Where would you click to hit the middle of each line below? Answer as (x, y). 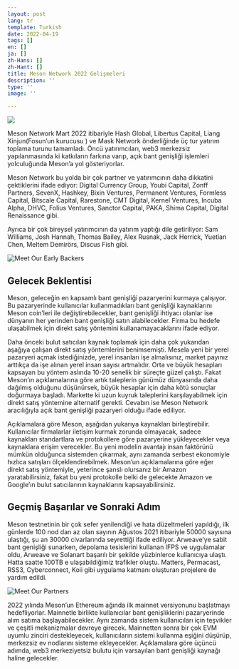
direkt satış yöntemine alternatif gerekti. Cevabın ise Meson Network (108, 402)
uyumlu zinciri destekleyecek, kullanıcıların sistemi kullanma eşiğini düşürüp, (119, 635)
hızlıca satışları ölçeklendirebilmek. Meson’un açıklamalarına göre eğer (111, 461)
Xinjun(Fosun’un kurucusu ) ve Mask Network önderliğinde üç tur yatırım (114, 141)
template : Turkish (34, 27)
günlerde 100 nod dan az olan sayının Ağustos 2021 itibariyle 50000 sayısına (119, 531)
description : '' (31, 80)
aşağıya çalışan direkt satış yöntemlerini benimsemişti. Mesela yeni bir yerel (118, 349)
